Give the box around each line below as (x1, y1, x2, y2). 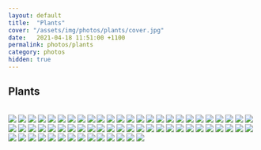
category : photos (8, 48, 66, 56)
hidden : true (8, 56, 51, 64)
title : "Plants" (8, 19, 66, 27)
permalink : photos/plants (8, 41, 93, 49)
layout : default (8, 11, 62, 20)
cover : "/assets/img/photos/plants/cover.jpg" (8, 26, 165, 34)
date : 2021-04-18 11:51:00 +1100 (8, 33, 126, 42)
